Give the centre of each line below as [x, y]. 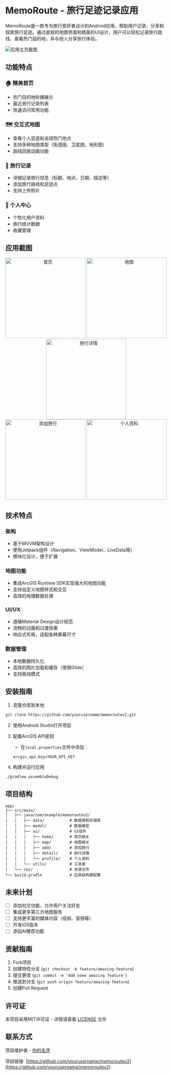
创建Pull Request [30, 988]
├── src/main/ [20, 811]
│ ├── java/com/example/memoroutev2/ [48, 815]
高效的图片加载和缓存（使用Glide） [50, 667]
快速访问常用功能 [31, 110]
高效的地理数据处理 [33, 596]
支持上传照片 [26, 191]
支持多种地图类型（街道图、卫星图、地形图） [60, 144]
